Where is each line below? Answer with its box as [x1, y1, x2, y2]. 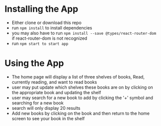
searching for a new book [11, 100, 64, 106]
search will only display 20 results [11, 105, 80, 111]
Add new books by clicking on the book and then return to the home [11, 110, 150, 116]
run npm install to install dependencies [11, 25, 92, 30]
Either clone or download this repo [11, 20, 82, 25]
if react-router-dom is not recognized [11, 35, 87, 41]
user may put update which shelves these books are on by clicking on [11, 84, 153, 90]
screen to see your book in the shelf [11, 115, 85, 121]
